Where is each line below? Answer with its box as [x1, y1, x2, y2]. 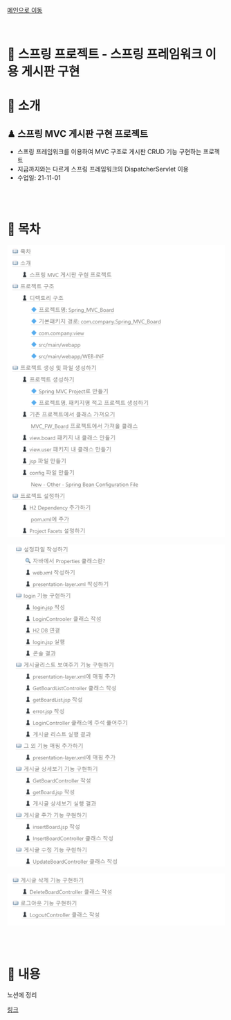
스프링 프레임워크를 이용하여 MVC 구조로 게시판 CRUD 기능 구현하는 [17, 148, 202, 156]
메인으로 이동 [7, 6, 43, 14]
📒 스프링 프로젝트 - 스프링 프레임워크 [7, 47, 203, 62]
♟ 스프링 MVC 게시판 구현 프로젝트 [7, 128, 149, 140]
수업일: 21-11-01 [17, 174, 61, 182]
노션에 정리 [7, 991, 37, 999]
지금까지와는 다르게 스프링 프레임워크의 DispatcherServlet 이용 [17, 165, 189, 174]
